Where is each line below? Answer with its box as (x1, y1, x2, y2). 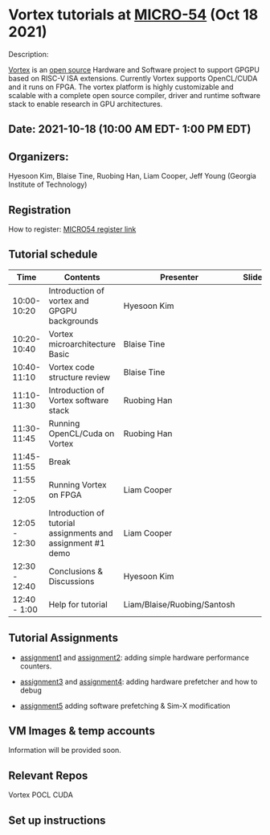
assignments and (48, 527, 114, 538)
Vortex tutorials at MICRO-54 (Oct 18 (8, 6, 259, 24)
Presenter (160, 271, 199, 282)
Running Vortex (48, 479, 107, 490)
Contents (63, 271, 100, 282)
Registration (8, 203, 72, 216)
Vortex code (48, 361, 95, 372)
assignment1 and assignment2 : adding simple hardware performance (19, 652, 249, 662)
